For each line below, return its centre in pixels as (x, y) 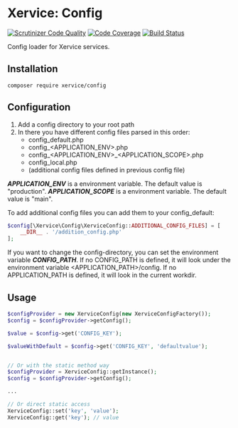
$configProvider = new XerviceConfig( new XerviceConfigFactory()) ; (109, 314)
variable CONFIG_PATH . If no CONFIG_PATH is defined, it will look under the (119, 260)
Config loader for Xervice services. (59, 46)
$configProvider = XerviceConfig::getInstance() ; (82, 372)
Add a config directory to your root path (76, 124)
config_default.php (56, 140)
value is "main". (30, 199)
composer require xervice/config (57, 85)
